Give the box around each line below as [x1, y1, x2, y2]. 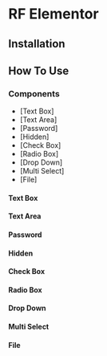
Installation [8, 37, 65, 51]
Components [8, 88, 60, 99]
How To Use [8, 63, 69, 77]
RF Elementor [8, 5, 99, 23]
